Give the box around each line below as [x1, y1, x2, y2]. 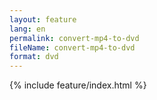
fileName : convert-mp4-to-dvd [9, 42, 136, 53]
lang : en [9, 24, 46, 34]
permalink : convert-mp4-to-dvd [9, 33, 140, 43]
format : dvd [9, 52, 59, 62]
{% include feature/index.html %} [9, 79, 147, 91]
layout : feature [9, 14, 77, 25]
